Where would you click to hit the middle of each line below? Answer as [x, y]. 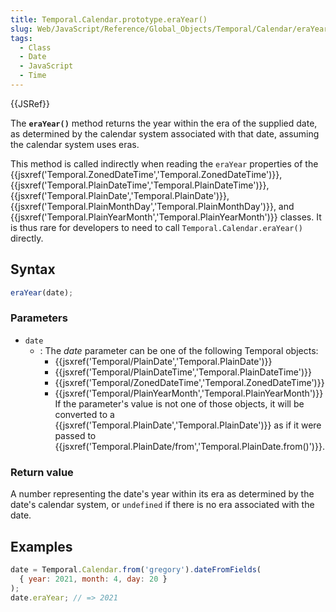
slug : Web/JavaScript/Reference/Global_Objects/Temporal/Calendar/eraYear [169, 29]
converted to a [84, 414]
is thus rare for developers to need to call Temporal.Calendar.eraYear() [156, 227]
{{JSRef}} [30, 103]
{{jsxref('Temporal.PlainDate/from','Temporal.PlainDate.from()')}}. [189, 446]
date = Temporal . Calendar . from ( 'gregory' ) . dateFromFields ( [136, 569]
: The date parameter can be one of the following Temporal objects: [179, 350]
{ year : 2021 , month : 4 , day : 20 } [93, 579]
